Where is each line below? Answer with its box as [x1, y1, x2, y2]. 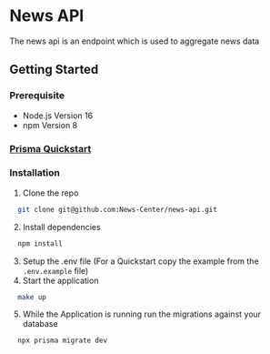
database [22, 319, 58, 329]
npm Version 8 [22, 119, 78, 130]
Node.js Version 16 [22, 110, 94, 121]
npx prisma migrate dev [17, 336, 107, 346]
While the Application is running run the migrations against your [22, 308, 262, 319]
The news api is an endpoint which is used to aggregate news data [9, 35, 260, 46]
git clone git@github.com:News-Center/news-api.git [17, 205, 218, 214]
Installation [9, 167, 61, 179]
